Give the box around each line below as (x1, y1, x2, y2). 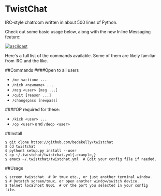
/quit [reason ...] (12, 93, 52, 98)
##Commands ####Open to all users (5, 67, 79, 73)
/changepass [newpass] (12, 98, 58, 103)
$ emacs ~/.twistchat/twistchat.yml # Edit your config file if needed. (5, 156, 157, 162)
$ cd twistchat (5, 144, 36, 149)
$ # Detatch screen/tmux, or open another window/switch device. (5, 179, 139, 183)
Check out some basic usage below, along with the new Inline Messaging (5, 29, 151, 34)
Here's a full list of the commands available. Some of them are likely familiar (5, 52, 156, 59)
